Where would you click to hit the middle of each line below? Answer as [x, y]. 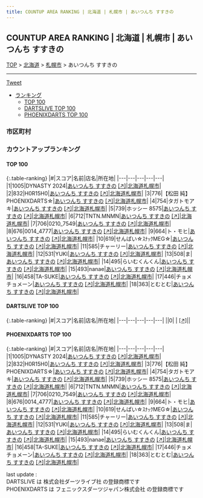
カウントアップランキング [43, 149]
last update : [22, 474]
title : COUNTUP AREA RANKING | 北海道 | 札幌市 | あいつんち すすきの [90, 12]
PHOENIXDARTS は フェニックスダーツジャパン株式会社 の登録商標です [95, 489]
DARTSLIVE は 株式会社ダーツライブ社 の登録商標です [73, 481]
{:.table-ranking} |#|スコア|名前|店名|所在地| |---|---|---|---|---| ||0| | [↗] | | [98, 320]
